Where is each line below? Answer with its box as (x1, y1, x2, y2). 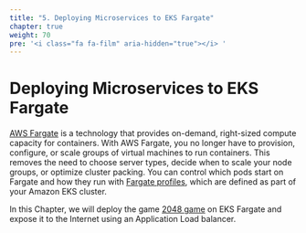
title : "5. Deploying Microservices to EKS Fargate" (9, 13, 215, 23)
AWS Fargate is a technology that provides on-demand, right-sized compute (9, 128, 297, 139)
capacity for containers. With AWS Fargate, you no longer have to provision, (9, 138, 295, 149)
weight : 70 (9, 30, 51, 39)
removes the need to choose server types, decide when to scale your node (9, 157, 292, 168)
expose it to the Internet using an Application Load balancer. (9, 214, 237, 225)
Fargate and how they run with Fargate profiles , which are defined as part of (9, 176, 297, 187)
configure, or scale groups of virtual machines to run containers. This (9, 147, 271, 158)
